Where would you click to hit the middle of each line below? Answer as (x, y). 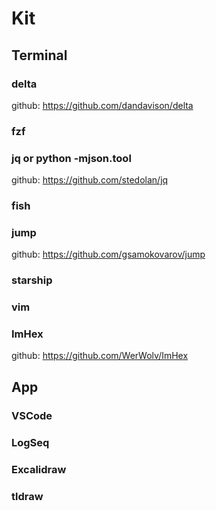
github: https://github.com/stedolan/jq (90, 180)
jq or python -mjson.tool (71, 158)
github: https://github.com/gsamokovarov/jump (108, 254)
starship (32, 280)
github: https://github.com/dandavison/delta (102, 105)
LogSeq (30, 442)
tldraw (27, 496)
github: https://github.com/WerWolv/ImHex (100, 356)
